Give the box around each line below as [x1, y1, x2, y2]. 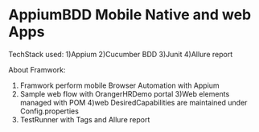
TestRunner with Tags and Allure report [19, 114, 150, 124]
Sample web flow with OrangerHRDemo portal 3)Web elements [19, 89, 230, 98]
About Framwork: [8, 64, 66, 74]
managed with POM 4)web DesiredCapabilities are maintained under [19, 97, 248, 107]
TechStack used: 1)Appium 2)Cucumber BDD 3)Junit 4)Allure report [8, 49, 233, 59]
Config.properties [19, 106, 79, 116]
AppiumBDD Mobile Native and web [8, 6, 252, 24]
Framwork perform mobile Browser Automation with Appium [19, 80, 220, 90]
